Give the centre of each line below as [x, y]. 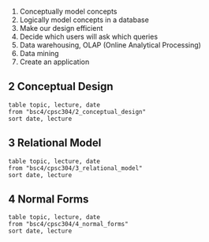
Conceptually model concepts [68, 11]
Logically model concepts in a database [84, 20]
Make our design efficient [61, 28]
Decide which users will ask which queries [89, 36]
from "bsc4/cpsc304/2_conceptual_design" [77, 112]
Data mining [39, 53]
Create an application [54, 62]
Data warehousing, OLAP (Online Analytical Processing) [110, 45]
